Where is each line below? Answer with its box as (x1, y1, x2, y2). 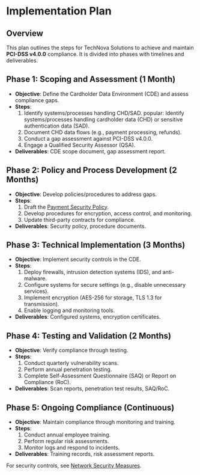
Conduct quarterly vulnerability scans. (23, 360, 119, 367)
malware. (23, 275, 47, 282)
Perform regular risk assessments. (23, 438, 109, 445)
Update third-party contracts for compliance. (23, 216, 136, 223)
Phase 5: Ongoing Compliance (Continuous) (6, 402, 175, 412)
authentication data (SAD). (23, 122, 90, 129)
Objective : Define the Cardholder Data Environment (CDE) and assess (14, 90, 189, 97)
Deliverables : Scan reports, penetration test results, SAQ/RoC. (14, 385, 170, 392)
